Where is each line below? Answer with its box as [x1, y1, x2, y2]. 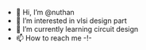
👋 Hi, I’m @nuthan [15, 8, 75, 17]
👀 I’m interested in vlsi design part [15, 16, 127, 25]
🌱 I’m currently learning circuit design [15, 25, 139, 33]
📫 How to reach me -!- [15, 33, 93, 43]
